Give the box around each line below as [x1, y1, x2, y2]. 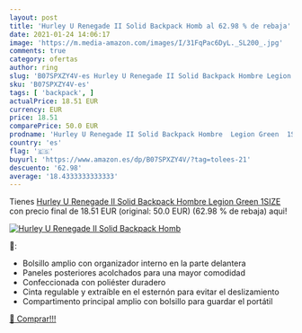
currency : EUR [9, 105, 63, 114]
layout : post [9, 13, 58, 22]
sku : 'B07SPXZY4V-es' [9, 80, 91, 89]
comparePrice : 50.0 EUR [9, 122, 99, 131]
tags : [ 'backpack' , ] [9, 88, 94, 97]
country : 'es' [9, 138, 63, 147]
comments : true [9, 47, 67, 56]
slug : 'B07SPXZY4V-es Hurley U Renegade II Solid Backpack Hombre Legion [9, 72, 292, 81]
